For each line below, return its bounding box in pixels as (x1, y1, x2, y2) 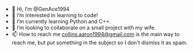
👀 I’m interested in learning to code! (11, 12, 98, 19)
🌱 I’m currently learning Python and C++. (11, 18, 111, 25)
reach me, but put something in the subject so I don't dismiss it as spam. (11, 39, 188, 46)
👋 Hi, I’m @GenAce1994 (11, 6, 69, 12)
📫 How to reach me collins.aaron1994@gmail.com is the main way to (11, 31, 180, 37)
